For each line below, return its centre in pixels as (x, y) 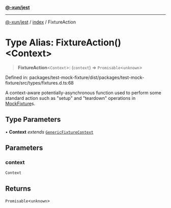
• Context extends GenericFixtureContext (49, 132)
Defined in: (17, 77)
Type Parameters (33, 120)
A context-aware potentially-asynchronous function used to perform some (83, 93)
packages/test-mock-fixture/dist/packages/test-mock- (87, 77)
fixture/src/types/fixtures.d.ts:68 (39, 83)
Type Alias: (30, 43)
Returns (18, 188)
